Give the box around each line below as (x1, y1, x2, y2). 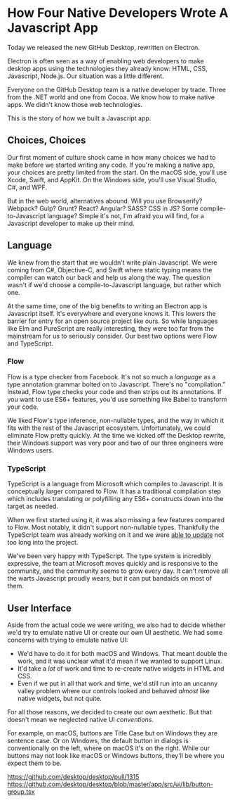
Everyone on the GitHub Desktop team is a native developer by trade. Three (7, 85, 227, 94)
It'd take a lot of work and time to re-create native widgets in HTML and (17, 664, 224, 673)
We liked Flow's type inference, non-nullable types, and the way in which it (7, 416, 224, 424)
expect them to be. (7, 759, 62, 767)
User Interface (7, 602, 72, 614)
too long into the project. (7, 538, 79, 547)
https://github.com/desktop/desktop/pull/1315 (7, 772, 140, 780)
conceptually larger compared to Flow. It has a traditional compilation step (7, 487, 222, 495)
